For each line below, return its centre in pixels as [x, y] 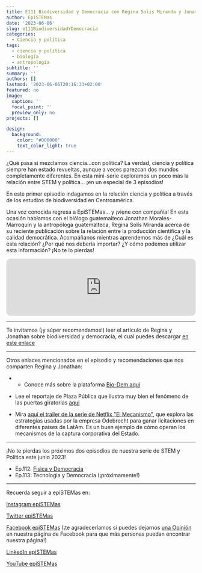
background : [27, 135]
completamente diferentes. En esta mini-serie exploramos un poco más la [98, 176]
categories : [21, 34]
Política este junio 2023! [36, 457]
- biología [25, 57]
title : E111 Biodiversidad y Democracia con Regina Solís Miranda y [94, 12]
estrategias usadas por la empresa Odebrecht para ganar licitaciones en [104, 420]
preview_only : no [33, 113]
